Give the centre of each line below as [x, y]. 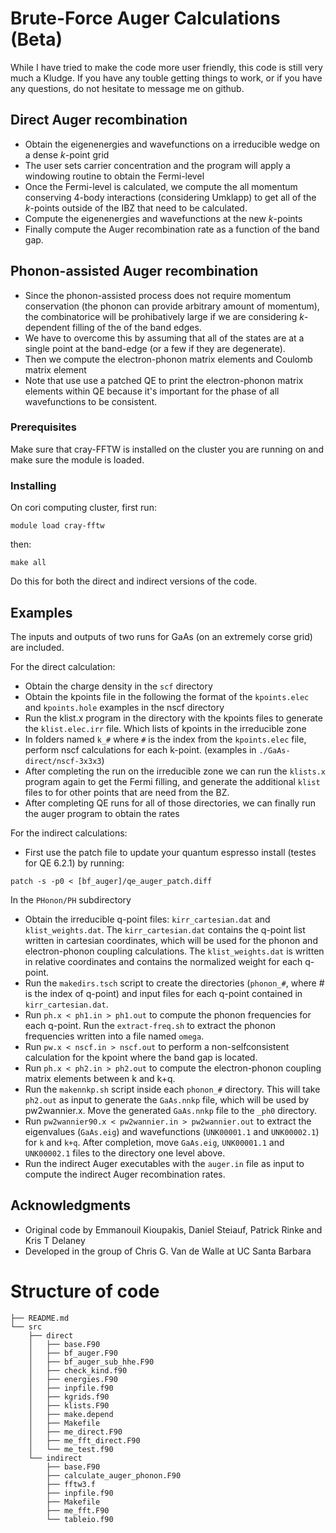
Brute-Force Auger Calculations [145, 18]
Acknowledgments [71, 1205]
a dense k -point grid [67, 154]
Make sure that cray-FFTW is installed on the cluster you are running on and [167, 449]
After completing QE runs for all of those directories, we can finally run [170, 803]
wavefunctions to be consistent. [91, 401]
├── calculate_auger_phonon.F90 [114, 1475]
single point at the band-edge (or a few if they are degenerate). [155, 348]
